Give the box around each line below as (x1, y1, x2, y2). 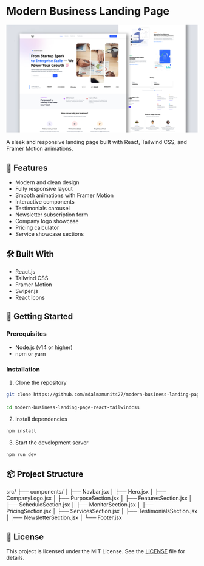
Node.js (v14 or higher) (15, 343, 73, 351)
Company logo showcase (15, 218, 79, 225)
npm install (6, 427, 36, 434)
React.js (15, 268, 36, 275)
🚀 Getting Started (6, 311, 73, 322)
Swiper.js (15, 288, 38, 295)
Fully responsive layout (15, 185, 73, 193)
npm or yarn (15, 350, 46, 357)
